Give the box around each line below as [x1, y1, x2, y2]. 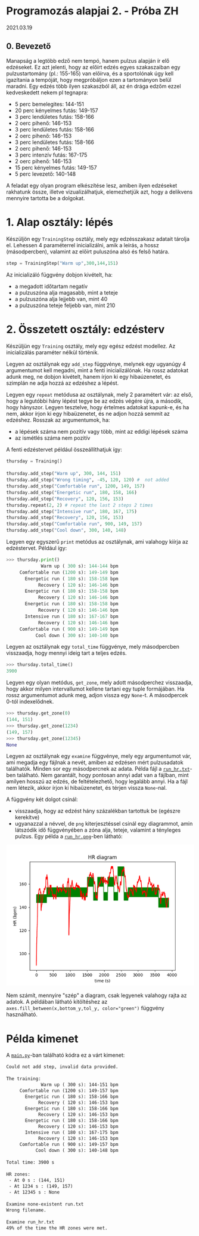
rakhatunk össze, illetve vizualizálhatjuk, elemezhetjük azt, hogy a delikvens [6, 188, 193, 195]
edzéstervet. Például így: [6, 545, 67, 551]
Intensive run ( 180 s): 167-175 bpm [24, 1130, 119, 1136]
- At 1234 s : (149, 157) [8, 1183, 73, 1189]
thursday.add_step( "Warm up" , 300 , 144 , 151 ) [6, 471, 121, 477]
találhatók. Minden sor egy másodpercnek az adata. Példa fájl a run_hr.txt [6, 765, 190, 772]
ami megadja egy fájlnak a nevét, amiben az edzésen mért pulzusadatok [6, 759, 184, 766]
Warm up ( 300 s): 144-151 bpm [41, 1082, 119, 1088]
